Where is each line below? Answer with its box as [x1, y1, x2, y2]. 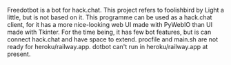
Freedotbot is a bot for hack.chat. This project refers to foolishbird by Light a [7, 6, 224, 14]
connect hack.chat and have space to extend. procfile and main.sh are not [7, 35, 219, 44]
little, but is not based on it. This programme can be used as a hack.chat [7, 13, 212, 21]
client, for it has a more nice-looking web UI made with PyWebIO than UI [7, 21, 212, 28]
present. [7, 50, 31, 58]
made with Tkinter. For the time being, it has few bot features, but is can [7, 28, 212, 36]
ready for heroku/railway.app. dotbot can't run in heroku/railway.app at [7, 43, 208, 50]
